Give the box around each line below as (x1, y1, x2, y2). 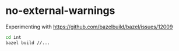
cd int (5, 34, 22, 40)
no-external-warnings (5, 4, 115, 17)
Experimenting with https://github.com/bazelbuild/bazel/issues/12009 (5, 23, 173, 30)
